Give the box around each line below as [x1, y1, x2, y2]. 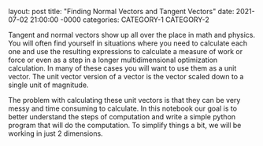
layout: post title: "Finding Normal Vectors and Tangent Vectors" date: [8, 7, 235, 16]
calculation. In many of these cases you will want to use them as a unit [8, 64, 237, 73]
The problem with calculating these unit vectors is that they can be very [8, 96, 241, 104]
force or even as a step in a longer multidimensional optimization [8, 55, 218, 64]
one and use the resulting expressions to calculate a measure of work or [8, 47, 243, 56]
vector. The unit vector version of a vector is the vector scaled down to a [8, 72, 244, 81]
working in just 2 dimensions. [8, 129, 104, 138]
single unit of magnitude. [8, 80, 89, 89]
